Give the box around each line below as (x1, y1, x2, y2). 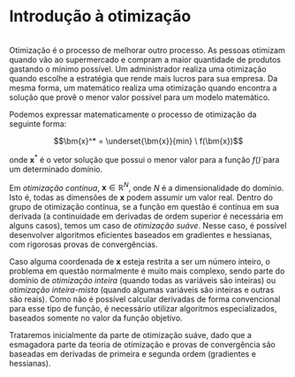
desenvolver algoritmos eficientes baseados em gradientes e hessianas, (9, 230, 272, 241)
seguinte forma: (9, 118, 67, 129)
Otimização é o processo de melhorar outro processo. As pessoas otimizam (9, 44, 285, 55)
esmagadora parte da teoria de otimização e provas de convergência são (9, 339, 276, 350)
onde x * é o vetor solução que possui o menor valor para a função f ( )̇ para (9, 152, 280, 165)
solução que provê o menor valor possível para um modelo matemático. (9, 91, 271, 103)
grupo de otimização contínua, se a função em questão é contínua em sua (9, 202, 280, 212)
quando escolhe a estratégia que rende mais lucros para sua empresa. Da (9, 73, 278, 83)
